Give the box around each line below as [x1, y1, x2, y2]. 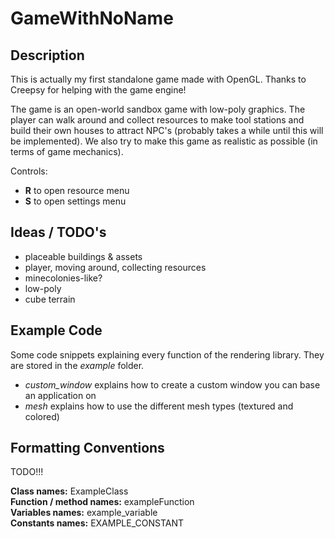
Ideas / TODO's [10, 224, 107, 241]
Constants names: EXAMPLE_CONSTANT [10, 517, 184, 529]
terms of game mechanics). [10, 146, 124, 157]
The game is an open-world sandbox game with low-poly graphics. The [10, 103, 306, 115]
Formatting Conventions [10, 440, 165, 457]
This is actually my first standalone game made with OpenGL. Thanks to [10, 73, 307, 85]
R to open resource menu [24, 185, 130, 196]
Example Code [10, 322, 103, 339]
